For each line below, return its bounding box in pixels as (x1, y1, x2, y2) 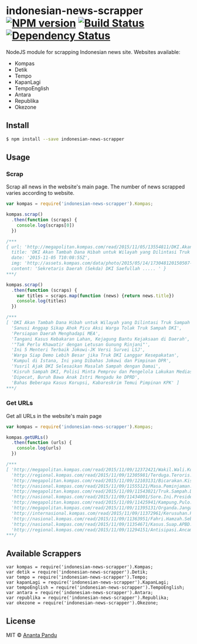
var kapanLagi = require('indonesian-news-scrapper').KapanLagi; (6, 579, 169, 585)
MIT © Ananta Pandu (6, 631, 57, 638)
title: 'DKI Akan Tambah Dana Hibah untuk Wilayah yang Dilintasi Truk (11, 249, 191, 255)
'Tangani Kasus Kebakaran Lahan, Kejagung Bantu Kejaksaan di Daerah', (11, 336, 191, 342)
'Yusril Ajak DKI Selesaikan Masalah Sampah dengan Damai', (11, 363, 161, 369)
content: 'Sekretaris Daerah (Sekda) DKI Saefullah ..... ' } (11, 266, 167, 272)
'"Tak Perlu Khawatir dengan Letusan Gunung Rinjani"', (11, 342, 151, 348)
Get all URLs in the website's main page (6, 412, 102, 419)
